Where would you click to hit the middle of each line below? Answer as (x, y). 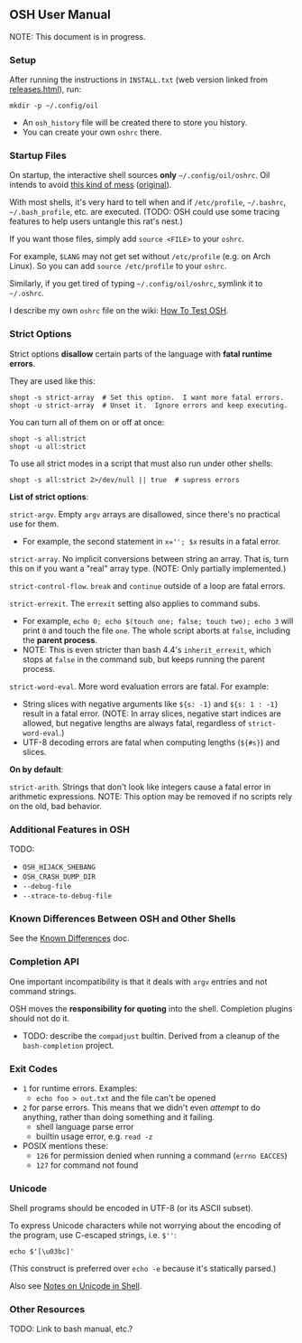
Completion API (44, 962)
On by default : (37, 769)
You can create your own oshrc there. (92, 132)
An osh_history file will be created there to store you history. (135, 123)
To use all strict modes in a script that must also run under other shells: (141, 463)
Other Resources (47, 1310)
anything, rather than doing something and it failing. (119, 1117)
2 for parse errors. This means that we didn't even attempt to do (142, 1107)
